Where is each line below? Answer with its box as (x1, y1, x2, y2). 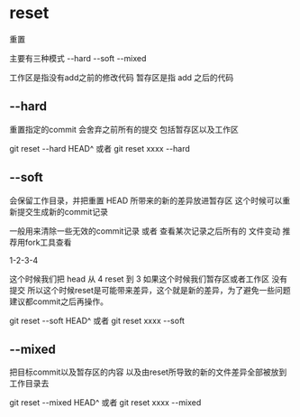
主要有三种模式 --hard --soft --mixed (9, 52, 147, 63)
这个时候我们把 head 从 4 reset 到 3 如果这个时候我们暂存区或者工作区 (9, 273, 270, 284)
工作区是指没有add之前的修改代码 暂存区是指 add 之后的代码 (9, 71, 234, 83)
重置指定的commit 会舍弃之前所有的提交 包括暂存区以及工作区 (9, 124, 239, 134)
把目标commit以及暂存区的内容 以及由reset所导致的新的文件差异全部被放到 (9, 366, 287, 377)
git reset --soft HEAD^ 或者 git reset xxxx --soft (9, 315, 185, 326)
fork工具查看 (24, 236, 72, 247)
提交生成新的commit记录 (16, 206, 108, 217)
